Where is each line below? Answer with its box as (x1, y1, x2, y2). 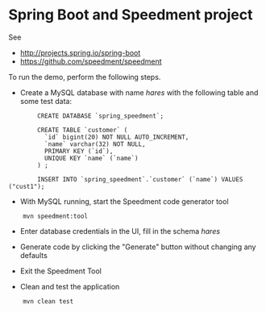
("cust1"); (8, 182, 45, 190)
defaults (19, 250, 48, 260)
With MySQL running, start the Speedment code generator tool (19, 196, 229, 206)
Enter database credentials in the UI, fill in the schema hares (19, 226, 220, 235)
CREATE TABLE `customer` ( (37, 126, 128, 134)
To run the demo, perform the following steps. (8, 72, 161, 81)
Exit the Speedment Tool (19, 266, 102, 276)
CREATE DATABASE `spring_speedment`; (37, 111, 164, 120)
